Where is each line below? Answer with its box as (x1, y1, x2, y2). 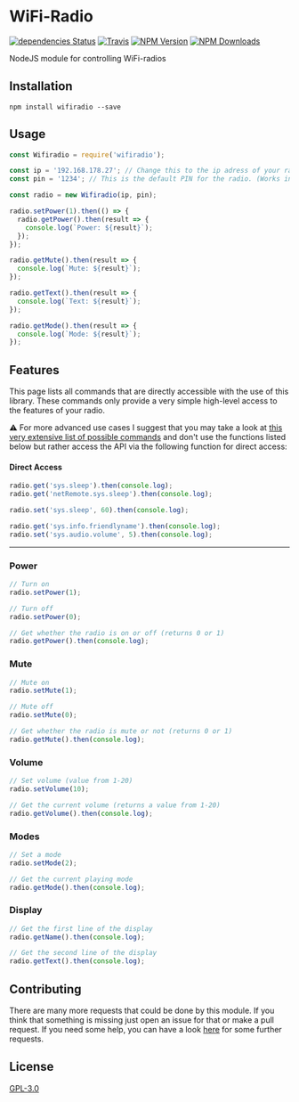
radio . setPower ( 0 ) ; (9, 612, 82, 621)
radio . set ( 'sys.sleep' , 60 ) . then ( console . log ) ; (9, 506, 190, 515)
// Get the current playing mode (9, 875, 133, 884)
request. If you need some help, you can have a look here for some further (9, 1024, 282, 1034)
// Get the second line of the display (9, 949, 158, 958)
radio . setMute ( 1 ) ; (9, 686, 77, 696)
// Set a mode (9, 850, 62, 859)
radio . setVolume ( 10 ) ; (9, 784, 90, 794)
